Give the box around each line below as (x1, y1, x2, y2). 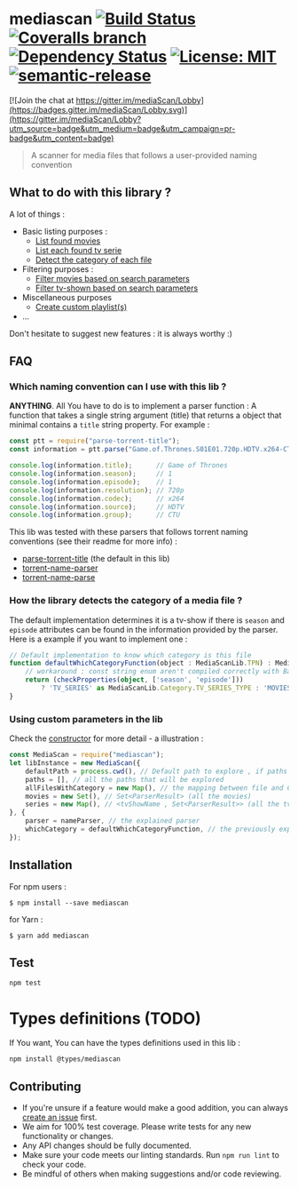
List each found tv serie (35, 244, 122, 255)
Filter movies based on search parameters (35, 273, 191, 283)
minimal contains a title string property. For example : (9, 419, 210, 430)
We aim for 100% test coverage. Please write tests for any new (21, 1121, 252, 1132)
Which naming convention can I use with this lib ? (9, 380, 227, 393)
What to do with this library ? (9, 185, 172, 200)
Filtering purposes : (21, 263, 94, 275)
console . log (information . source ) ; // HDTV (9, 502, 184, 511)
